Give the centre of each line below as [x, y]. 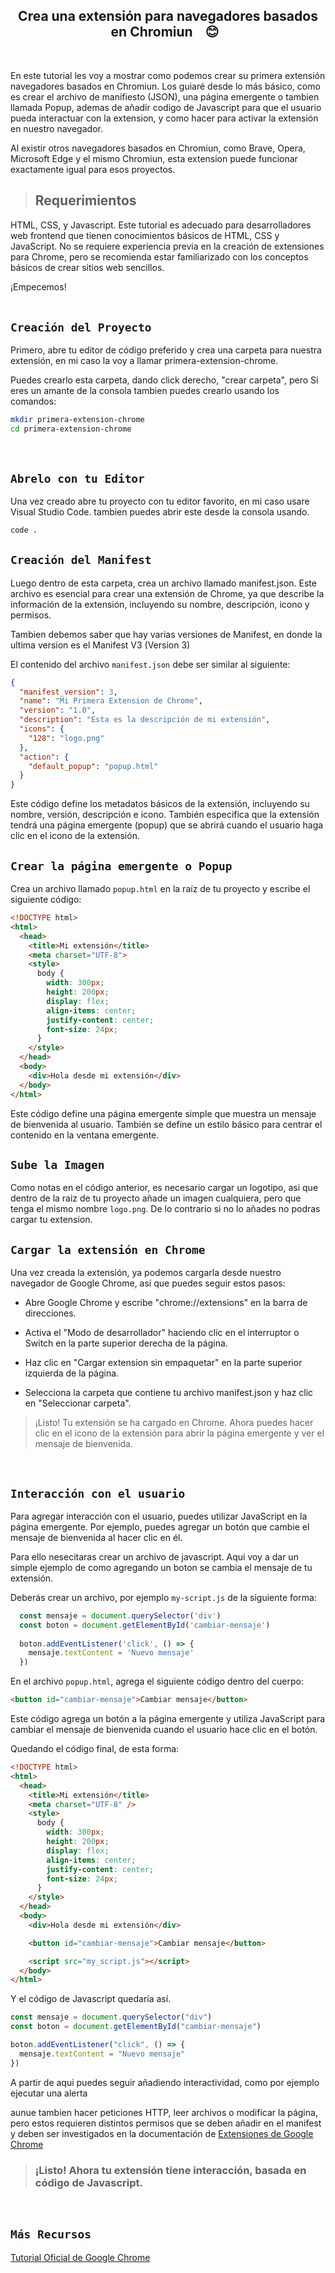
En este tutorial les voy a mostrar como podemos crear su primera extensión [168, 75]
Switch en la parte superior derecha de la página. [126, 1343]
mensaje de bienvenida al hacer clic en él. [96, 1537]
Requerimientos [85, 200]
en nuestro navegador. [56, 128]
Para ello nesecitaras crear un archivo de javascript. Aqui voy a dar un [154, 1556]
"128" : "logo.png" [66, 738]
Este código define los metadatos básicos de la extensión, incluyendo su [160, 804]
